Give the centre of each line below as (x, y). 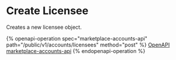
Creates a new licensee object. (44, 27)
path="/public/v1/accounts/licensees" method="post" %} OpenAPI (88, 45)
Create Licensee (47, 11)
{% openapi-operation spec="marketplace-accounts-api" (77, 38)
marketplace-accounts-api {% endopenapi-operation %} (76, 51)
